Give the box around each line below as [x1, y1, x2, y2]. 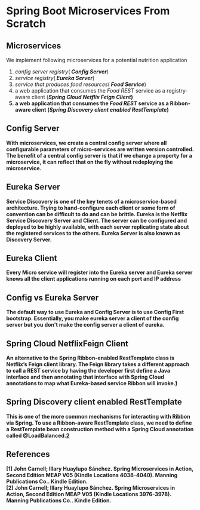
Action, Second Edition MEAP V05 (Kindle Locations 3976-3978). [6, 490, 172, 497]
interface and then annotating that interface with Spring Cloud [6, 373, 164, 380]
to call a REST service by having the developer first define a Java [6, 367, 171, 374]
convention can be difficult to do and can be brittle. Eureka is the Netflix [6, 210, 188, 217]
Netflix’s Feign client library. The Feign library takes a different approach [6, 361, 190, 368]
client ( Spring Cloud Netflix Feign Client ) [32, 94, 133, 100]
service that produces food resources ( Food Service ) [14, 81, 146, 88]
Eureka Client [6, 253, 57, 263]
